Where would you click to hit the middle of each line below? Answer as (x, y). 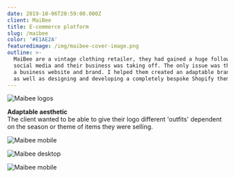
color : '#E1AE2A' (33, 40)
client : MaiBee (29, 20)
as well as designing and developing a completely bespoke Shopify (114, 79)
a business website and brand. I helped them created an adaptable (114, 72)
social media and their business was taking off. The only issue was (117, 66)
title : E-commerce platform (48, 27)
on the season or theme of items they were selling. (80, 127)
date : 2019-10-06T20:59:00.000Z (54, 14)
